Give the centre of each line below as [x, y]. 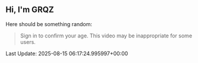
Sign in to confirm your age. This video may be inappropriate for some [106, 36]
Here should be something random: [49, 24]
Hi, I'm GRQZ [30, 10]
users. [28, 42]
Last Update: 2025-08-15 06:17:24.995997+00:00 [67, 53]
